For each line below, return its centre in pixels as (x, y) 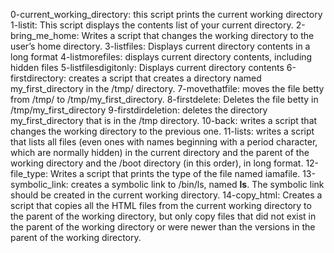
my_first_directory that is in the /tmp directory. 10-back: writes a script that (164, 120)
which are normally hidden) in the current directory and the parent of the (160, 152)
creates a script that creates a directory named (165, 78)
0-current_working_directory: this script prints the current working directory (166, 14)
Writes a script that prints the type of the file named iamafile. (175, 173)
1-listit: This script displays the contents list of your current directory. (152, 25)
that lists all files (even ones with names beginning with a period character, (164, 142)
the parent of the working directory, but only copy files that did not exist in (163, 216)
